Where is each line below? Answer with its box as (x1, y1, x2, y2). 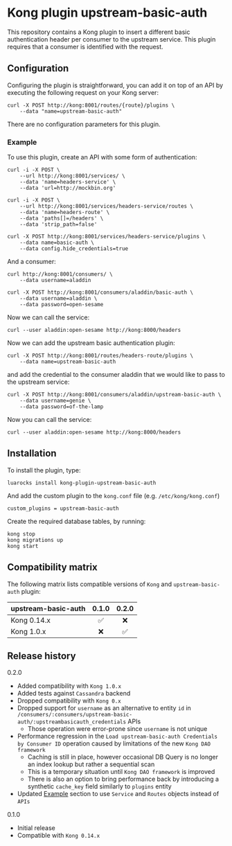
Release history (7, 650, 76, 662)
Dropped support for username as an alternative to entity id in (17, 704, 192, 712)
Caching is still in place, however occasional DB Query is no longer (27, 753, 219, 761)
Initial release (17, 824, 55, 832)
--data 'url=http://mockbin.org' (19, 185, 116, 192)
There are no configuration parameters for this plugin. (7, 120, 161, 128)
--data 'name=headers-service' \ (19, 179, 116, 186)
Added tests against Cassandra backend (17, 689, 131, 698)
